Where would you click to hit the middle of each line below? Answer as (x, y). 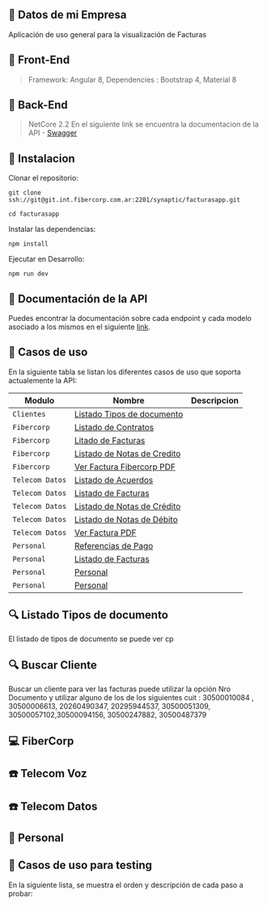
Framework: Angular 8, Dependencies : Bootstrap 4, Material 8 (132, 79)
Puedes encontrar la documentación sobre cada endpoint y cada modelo (130, 318)
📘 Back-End (38, 105)
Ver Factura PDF (105, 532)
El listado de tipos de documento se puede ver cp (91, 639)
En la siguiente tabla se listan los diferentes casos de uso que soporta (125, 372)
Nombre (129, 400)
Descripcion (214, 400)
